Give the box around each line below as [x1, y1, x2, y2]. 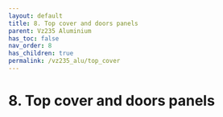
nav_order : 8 [8, 42, 52, 50]
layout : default [8, 11, 63, 20]
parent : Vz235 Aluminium [8, 27, 92, 35]
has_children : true [8, 49, 74, 57]
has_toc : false [8, 34, 60, 43]
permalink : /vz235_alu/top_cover [8, 57, 121, 65]
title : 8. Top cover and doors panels [8, 19, 138, 27]
